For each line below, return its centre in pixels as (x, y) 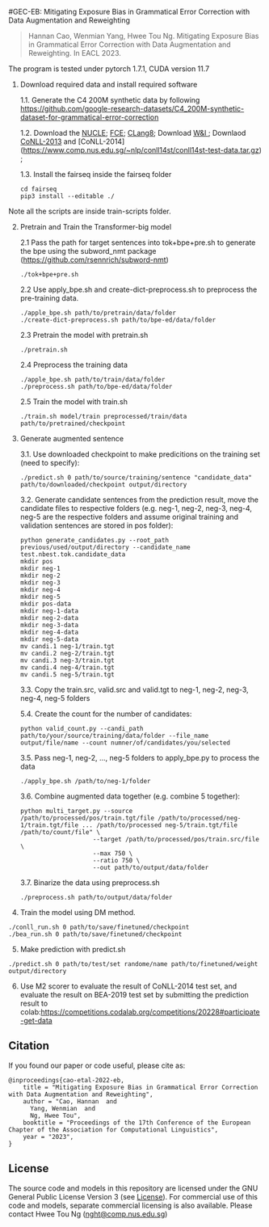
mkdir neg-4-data (49, 632)
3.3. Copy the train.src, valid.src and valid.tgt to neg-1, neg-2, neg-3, (134, 689)
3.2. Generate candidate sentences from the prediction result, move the (139, 500)
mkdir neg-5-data (49, 639)
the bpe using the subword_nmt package (88, 251)
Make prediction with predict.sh (73, 949)
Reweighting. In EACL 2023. (74, 53)
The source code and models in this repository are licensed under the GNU (133, 1188)
